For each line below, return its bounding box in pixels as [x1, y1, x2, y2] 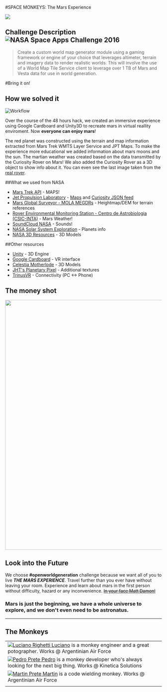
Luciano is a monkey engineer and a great [51, 642, 149, 649]
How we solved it [5, 94, 60, 103]
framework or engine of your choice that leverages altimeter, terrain [17, 54, 157, 60]
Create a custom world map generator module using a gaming [17, 49, 145, 55]
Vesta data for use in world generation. [17, 70, 97, 76]
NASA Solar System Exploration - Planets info [12, 226, 106, 232]
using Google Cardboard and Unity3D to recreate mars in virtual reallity [5, 122, 151, 129]
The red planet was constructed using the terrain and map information [5, 137, 149, 144]
